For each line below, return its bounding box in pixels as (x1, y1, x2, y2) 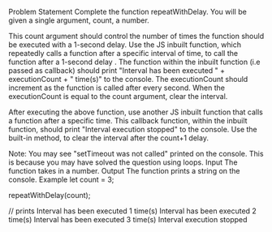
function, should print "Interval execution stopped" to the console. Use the (8, 125, 257, 134)
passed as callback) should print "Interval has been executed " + (8, 66, 226, 75)
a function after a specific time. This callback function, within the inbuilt (8, 116, 248, 125)
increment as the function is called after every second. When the (8, 83, 226, 92)
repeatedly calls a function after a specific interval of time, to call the (8, 49, 238, 58)
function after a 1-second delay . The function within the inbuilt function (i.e (8, 57, 261, 67)
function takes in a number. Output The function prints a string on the (8, 166, 241, 175)
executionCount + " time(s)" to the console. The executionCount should (8, 75, 248, 84)
